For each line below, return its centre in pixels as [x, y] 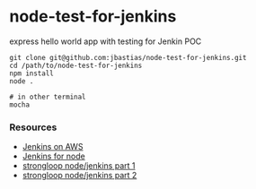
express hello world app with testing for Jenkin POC [106, 41]
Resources [33, 127]
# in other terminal [48, 97]
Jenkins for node [53, 156]
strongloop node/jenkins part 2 [79, 176]
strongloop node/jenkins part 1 [79, 166]
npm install [31, 73]
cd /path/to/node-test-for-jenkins [76, 65]
